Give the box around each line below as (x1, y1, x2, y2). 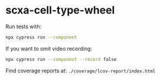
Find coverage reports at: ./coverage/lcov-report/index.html (5, 67, 156, 74)
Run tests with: (5, 23, 42, 30)
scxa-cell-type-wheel (5, 4, 115, 17)
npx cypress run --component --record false (5, 56, 117, 62)
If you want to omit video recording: (5, 45, 93, 52)
